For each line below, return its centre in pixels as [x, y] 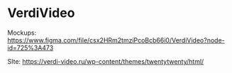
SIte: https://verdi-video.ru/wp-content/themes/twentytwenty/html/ [106, 61]
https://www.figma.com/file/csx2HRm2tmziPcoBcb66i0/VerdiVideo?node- [116, 40]
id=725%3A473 [31, 47]
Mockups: [22, 33]
